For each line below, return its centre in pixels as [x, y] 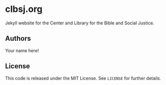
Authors [18, 39]
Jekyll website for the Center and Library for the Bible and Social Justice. [80, 23]
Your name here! [22, 50]
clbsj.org [24, 9]
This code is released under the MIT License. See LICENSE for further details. [83, 78]
